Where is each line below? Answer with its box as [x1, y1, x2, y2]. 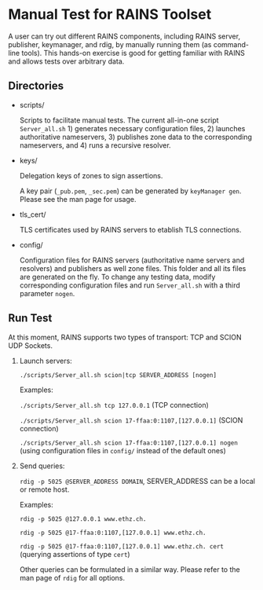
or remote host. [19, 485, 70, 494]
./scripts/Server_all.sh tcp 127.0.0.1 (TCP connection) [19, 400, 210, 409]
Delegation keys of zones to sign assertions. [19, 170, 163, 180]
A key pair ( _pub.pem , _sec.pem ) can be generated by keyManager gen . [19, 186, 242, 196]
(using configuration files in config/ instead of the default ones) [19, 445, 226, 455]
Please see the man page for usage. [19, 194, 137, 203]
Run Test [8, 312, 53, 325]
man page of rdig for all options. [19, 573, 126, 582]
